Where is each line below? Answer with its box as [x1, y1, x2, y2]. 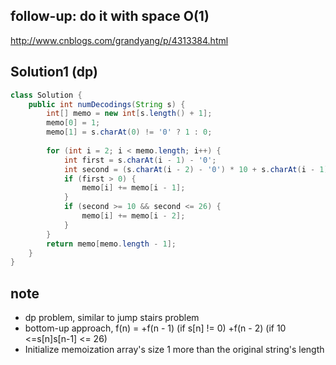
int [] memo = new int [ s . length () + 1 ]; [46, 109, 213, 119]
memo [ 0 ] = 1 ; [46, 118, 101, 128]
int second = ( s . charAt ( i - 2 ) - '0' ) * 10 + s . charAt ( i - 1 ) [63, 164, 329, 174]
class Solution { [10, 90, 83, 100]
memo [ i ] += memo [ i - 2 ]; [81, 211, 186, 221]
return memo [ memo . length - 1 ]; [46, 239, 177, 249]
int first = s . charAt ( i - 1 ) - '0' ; [63, 155, 217, 165]
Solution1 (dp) [10, 64, 98, 81]
